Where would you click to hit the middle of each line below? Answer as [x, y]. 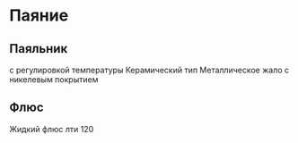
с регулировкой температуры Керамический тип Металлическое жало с [149, 70]
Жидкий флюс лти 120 [52, 129]
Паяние [39, 16]
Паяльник [39, 49]
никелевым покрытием [54, 80]
